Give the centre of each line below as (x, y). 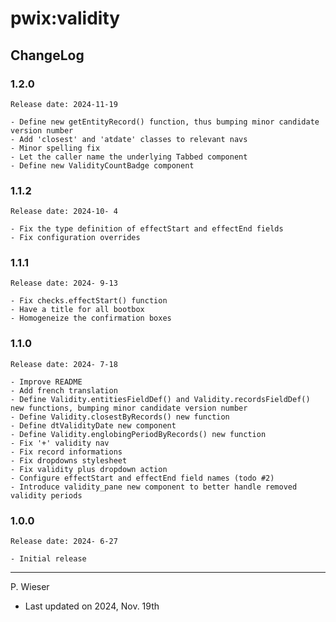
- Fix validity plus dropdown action (89, 469)
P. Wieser (30, 587)
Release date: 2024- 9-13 (64, 283)
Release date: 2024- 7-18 (64, 364)
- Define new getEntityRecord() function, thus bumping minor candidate (165, 122)
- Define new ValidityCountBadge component (102, 165)
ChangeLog (47, 55)
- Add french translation (64, 390)
